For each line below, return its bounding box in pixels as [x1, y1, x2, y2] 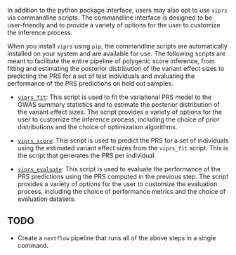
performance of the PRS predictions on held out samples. [7, 79, 173, 87]
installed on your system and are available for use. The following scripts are [7, 49, 226, 58]
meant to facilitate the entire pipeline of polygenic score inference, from [7, 57, 216, 65]
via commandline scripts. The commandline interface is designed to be [7, 13, 213, 22]
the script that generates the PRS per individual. [17, 151, 157, 159]
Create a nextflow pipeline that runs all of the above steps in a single [17, 233, 216, 242]
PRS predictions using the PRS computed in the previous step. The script [17, 172, 229, 181]
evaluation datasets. [17, 195, 76, 203]
